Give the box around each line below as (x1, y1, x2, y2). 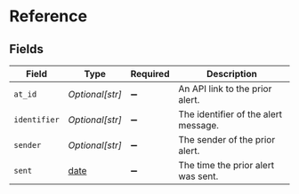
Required (130, 68, 170, 80)
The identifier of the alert (177, 108, 283, 120)
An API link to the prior (177, 82, 272, 95)
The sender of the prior (177, 134, 276, 145)
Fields (9, 42, 44, 57)
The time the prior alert (177, 159, 274, 171)
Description (206, 68, 258, 80)
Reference (9, 6, 87, 27)
